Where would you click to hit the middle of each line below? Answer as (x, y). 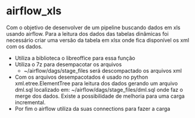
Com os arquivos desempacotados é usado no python (81, 77)
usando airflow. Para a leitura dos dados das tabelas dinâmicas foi (87, 33)
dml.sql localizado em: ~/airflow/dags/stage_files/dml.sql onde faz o (99, 89)
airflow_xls (34, 11)
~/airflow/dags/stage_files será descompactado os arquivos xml (103, 70)
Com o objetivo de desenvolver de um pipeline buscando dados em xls (93, 27)
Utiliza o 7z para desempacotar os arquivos (68, 64)
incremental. (30, 102)
